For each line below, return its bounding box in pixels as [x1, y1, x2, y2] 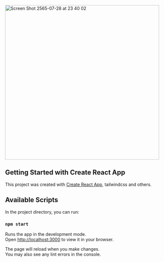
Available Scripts [5, 196, 58, 204]
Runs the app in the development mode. [5, 231, 86, 237]
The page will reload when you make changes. [5, 246, 100, 252]
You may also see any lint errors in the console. [5, 251, 101, 257]
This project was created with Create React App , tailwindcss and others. [5, 181, 152, 187]
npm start [5, 221, 29, 227]
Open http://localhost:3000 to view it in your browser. [5, 236, 114, 242]
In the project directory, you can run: [5, 209, 79, 215]
